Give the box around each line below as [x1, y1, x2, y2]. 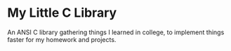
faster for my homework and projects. [7, 35, 117, 43]
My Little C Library [7, 5, 117, 21]
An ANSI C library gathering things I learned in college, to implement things [7, 28, 225, 36]
